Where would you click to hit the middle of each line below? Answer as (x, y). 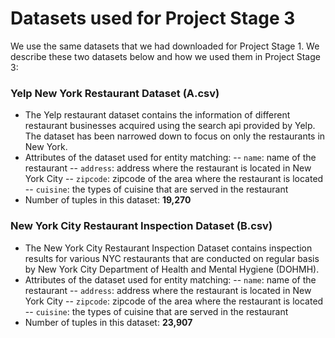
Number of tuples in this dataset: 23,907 (108, 322)
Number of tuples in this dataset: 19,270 (108, 200)
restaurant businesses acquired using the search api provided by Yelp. (170, 126)
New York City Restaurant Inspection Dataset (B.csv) (141, 226)
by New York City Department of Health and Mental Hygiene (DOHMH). (172, 269)
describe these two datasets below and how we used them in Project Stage (165, 56)
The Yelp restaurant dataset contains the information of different (157, 115)
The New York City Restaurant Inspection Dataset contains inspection (168, 248)
